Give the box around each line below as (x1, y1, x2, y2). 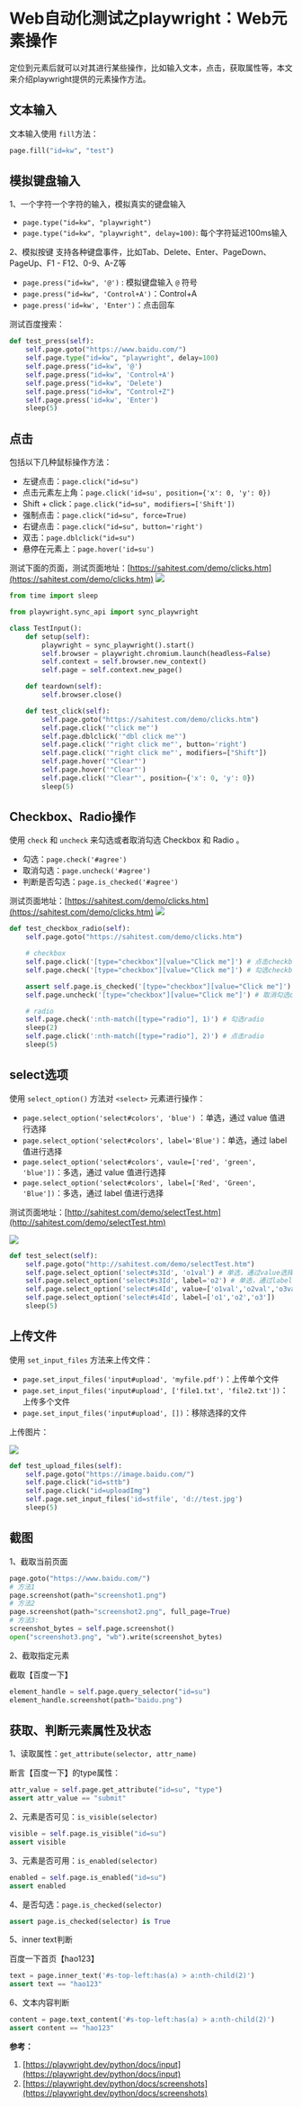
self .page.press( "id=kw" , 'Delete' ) (25, 379, 164, 388)
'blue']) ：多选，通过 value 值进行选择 (22, 1166, 166, 1177)
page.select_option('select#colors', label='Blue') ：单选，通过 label (22, 1135, 288, 1145)
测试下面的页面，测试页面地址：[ (9, 562, 131, 573)
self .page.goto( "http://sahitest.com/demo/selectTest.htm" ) (25, 1259, 255, 1269)
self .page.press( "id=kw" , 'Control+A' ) (25, 370, 175, 379)
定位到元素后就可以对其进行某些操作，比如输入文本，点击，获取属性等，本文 (9, 62, 293, 73)
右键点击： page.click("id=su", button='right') (22, 521, 204, 532)
